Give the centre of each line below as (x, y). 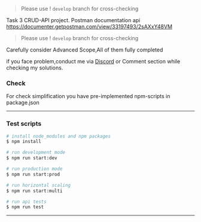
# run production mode (34, 169)
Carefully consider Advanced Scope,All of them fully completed (85, 50)
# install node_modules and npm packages (59, 136)
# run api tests (26, 202)
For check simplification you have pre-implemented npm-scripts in (88, 96)
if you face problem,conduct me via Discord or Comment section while (93, 61)
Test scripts (24, 124)
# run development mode (36, 153)
